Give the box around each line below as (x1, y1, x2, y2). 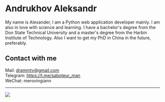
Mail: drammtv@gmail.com (5, 67, 59, 73)
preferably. (5, 40, 27, 46)
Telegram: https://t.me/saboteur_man (5, 72, 81, 78)
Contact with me (5, 54, 57, 63)
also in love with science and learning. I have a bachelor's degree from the (5, 24, 156, 30)
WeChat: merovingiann (5, 77, 52, 83)
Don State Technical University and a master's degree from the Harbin (5, 29, 147, 35)
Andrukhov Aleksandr (5, 3, 97, 14)
